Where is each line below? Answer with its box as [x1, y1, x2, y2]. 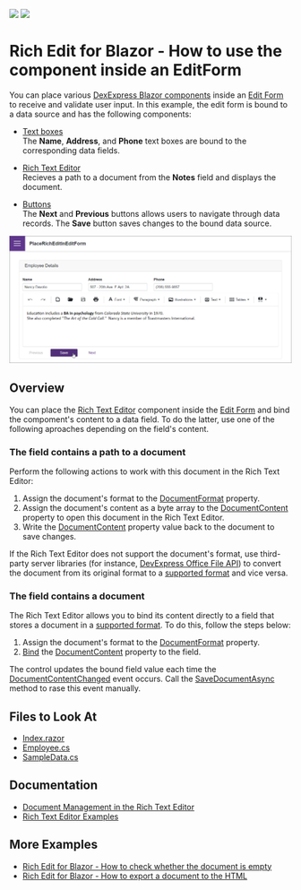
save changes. [21, 531, 77, 541]
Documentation [9, 778, 99, 793]
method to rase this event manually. [9, 683, 142, 694]
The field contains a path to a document [9, 445, 186, 458]
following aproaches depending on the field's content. [9, 423, 209, 434]
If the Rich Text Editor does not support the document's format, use [9, 548, 259, 559]
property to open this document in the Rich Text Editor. [21, 512, 225, 523]
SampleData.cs [21, 752, 79, 763]
